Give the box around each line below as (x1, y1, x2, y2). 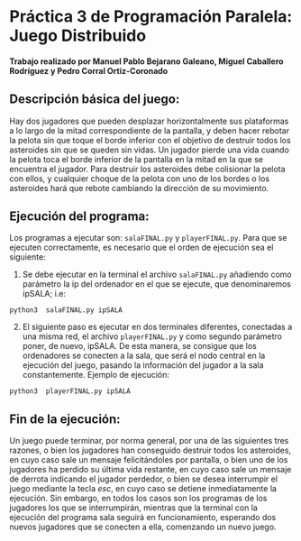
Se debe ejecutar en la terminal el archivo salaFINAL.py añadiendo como (22, 269, 292, 280)
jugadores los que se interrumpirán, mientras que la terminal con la (9, 502, 259, 513)
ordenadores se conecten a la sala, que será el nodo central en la (22, 350, 266, 362)
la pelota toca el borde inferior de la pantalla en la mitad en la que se (9, 153, 264, 164)
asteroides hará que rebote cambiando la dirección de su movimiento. (9, 182, 269, 193)
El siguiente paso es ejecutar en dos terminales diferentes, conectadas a (22, 322, 293, 333)
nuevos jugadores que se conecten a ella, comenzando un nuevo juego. (9, 521, 277, 533)
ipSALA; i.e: (22, 289, 66, 299)
